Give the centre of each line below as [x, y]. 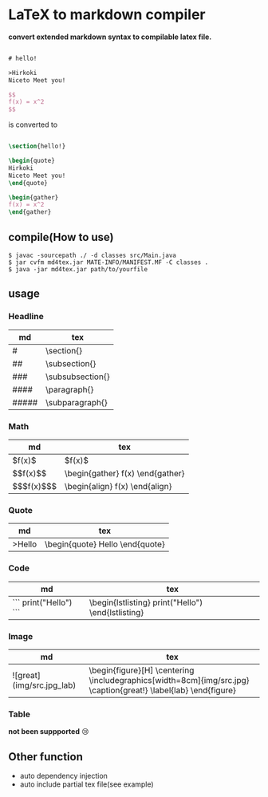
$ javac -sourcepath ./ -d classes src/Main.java [93, 255]
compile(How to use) [61, 237]
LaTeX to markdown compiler [107, 15]
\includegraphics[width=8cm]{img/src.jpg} [169, 680]
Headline [26, 317]
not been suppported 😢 [49, 732]
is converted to [33, 124]
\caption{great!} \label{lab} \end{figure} [163, 690]
